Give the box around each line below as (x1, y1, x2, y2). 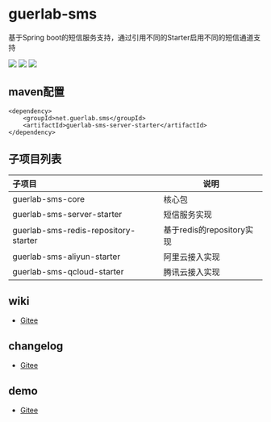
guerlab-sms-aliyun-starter (12, 251, 121, 262)
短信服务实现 (163, 209, 212, 220)
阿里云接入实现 (163, 251, 220, 262)
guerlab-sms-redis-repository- (12, 224, 135, 236)
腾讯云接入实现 (163, 266, 220, 278)
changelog (8, 339, 64, 353)
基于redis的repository (163, 224, 246, 235)
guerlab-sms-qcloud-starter (12, 265, 124, 277)
